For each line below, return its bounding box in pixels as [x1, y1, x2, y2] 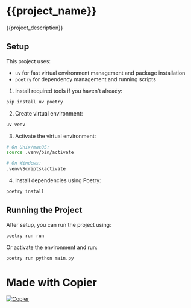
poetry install [6, 188, 45, 194]
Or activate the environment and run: [6, 244, 98, 251]
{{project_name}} [6, 4, 97, 18]
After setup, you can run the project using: [6, 221, 111, 228]
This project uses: [6, 57, 51, 64]
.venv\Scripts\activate [6, 166, 66, 172]
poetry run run [6, 233, 45, 239]
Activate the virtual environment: [14, 132, 96, 140]
